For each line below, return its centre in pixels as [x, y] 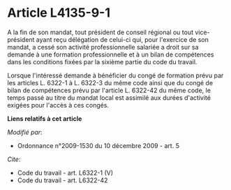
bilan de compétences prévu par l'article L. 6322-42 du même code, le [109, 90]
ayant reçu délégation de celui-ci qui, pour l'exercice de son [122, 39]
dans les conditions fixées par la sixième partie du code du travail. [102, 61]
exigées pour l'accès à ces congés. [58, 105]
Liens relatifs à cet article [45, 118]
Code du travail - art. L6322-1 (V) [65, 173]
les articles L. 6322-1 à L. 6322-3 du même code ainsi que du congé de [110, 82]
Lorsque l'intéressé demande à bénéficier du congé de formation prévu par [115, 75]
